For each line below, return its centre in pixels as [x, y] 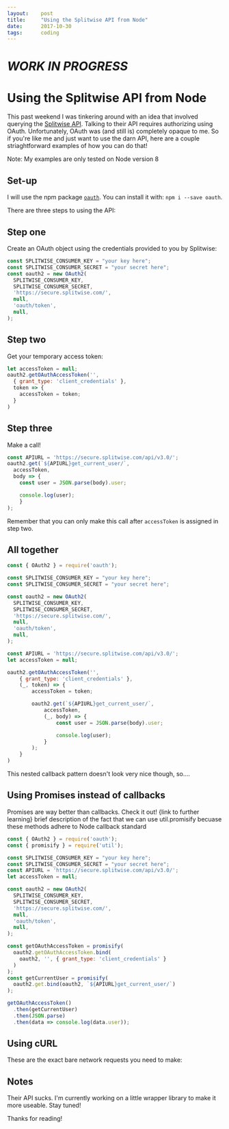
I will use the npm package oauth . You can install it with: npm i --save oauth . [115, 197]
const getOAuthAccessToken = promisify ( [66, 946]
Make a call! [24, 445]
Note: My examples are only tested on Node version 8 [83, 159]
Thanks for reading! [35, 1119]
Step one [27, 232]
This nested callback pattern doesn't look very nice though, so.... [98, 774]
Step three [30, 429]
